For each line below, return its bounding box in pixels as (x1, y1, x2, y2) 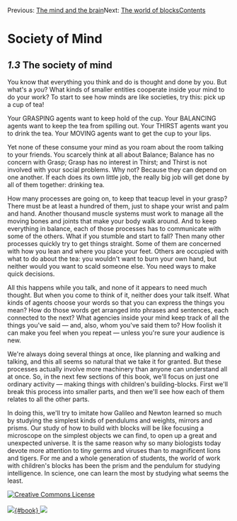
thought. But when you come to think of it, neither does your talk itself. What (7, 291, 230, 299)
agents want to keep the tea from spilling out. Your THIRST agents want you (7, 122, 229, 130)
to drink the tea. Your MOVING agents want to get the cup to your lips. (7, 129, 212, 138)
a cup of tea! (7, 101, 45, 108)
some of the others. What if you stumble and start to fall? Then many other (7, 232, 225, 240)
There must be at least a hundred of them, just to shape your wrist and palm (7, 202, 229, 210)
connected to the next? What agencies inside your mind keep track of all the (7, 313, 230, 322)
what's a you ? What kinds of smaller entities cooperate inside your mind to (7, 85, 225, 94)
